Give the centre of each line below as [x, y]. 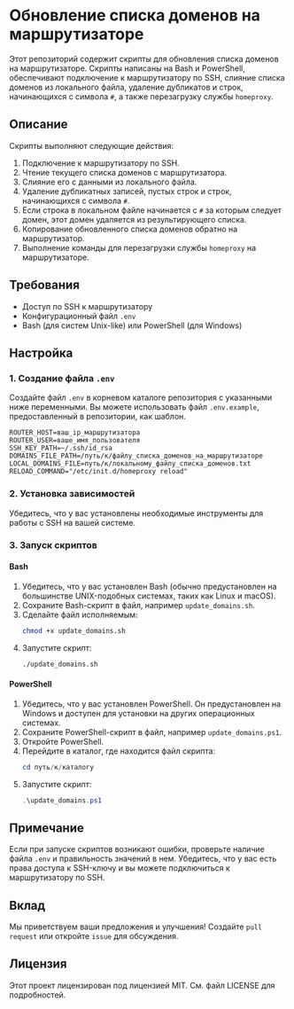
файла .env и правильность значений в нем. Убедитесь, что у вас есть [143, 859]
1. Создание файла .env [62, 378]
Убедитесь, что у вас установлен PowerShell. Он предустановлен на [151, 704]
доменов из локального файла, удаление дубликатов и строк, [126, 87]
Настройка [41, 352]
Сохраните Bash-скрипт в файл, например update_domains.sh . [138, 605]
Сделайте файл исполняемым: [80, 614]
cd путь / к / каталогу [58, 767]
